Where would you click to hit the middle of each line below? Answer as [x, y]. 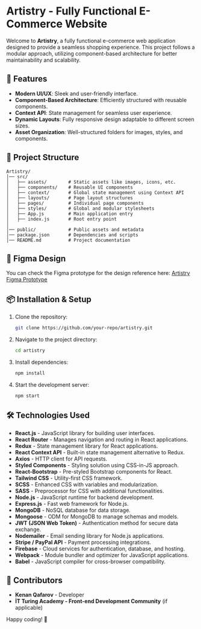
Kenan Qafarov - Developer [49, 595]
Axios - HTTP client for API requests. [61, 459]
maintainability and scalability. [44, 60]
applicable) [29, 608]
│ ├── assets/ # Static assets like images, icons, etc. [91, 182]
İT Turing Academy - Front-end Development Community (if [91, 601]
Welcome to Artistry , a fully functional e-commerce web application [91, 40]
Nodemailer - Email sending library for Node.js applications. [89, 535]
